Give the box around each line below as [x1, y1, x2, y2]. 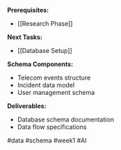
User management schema [17, 89, 95, 96]
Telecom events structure [17, 73, 91, 82]
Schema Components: [7, 60, 74, 68]
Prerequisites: [7, 6, 49, 14]
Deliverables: [7, 102, 47, 110]
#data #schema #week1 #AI [7, 136, 87, 144]
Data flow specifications [17, 123, 87, 131]
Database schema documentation [17, 115, 115, 123]
